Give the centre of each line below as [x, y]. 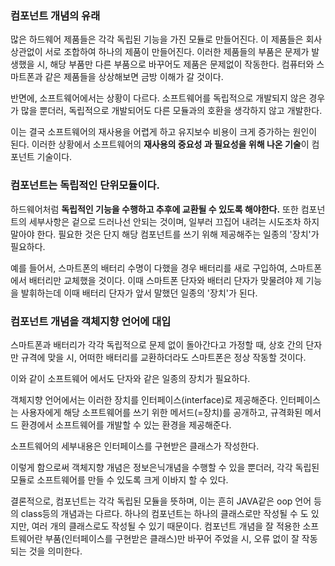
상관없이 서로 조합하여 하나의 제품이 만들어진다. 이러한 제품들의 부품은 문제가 [160, 52]
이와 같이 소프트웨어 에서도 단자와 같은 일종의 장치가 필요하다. [130, 378]
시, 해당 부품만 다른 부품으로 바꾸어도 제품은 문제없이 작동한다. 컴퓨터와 [175, 64]
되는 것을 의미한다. [46, 551]
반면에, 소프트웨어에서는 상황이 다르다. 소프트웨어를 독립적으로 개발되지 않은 [158, 98]
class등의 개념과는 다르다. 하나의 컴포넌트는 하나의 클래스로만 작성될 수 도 [164, 513]
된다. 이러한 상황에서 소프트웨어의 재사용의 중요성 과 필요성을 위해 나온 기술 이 [160, 144]
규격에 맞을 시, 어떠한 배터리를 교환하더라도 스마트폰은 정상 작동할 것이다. [163, 357]
